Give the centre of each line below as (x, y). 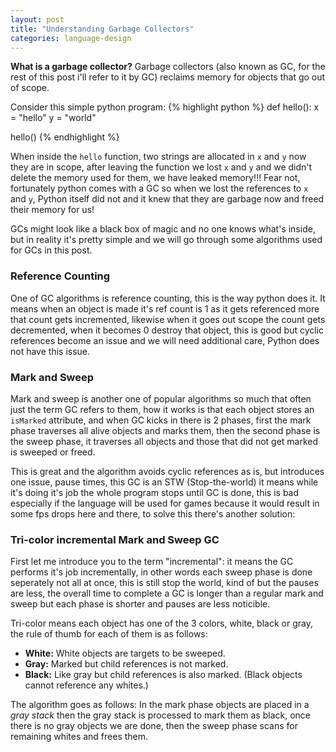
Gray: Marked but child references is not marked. (126, 664)
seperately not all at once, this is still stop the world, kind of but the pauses (164, 583)
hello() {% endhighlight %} (65, 137)
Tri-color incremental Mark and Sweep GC (115, 539)
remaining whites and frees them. (79, 737)
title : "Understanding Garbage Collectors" (102, 29)
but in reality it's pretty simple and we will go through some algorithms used (166, 240)
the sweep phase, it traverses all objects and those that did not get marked (164, 441)
